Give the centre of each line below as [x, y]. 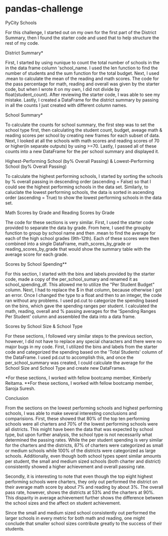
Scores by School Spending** [36, 264]
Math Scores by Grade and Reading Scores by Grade [60, 212]
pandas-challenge [44, 9]
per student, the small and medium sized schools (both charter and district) [83, 461]
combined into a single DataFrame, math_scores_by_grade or [68, 244]
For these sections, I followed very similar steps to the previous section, [79, 336]
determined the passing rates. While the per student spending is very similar [84, 440]
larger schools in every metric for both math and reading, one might [75, 518]
